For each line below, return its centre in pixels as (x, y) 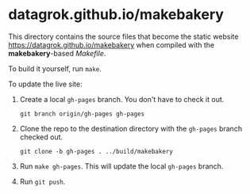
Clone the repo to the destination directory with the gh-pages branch (131, 128)
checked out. (41, 137)
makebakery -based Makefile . (57, 53)
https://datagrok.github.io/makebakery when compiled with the (112, 44)
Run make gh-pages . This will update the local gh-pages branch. (121, 166)
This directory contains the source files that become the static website (123, 36)
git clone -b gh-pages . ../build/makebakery (96, 151)
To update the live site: (45, 84)
